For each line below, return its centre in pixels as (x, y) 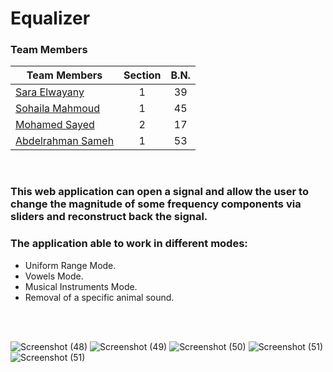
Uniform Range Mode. (70, 265)
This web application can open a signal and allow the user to (159, 192)
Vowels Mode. (54, 276)
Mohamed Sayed (55, 125)
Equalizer (50, 18)
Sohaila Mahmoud (58, 109)
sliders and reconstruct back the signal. (109, 217)
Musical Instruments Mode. (81, 286)
